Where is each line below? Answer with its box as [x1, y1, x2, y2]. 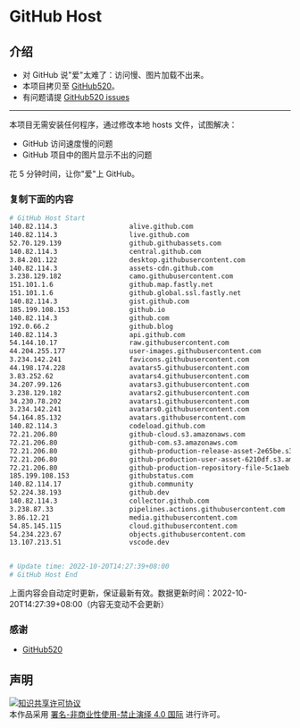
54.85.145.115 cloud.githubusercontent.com [9, 521, 238, 530]
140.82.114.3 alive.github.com [9, 222, 194, 232]
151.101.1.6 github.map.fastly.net [9, 280, 214, 290]
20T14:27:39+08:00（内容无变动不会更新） [9, 599, 169, 610]
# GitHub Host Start [9, 214, 87, 223]
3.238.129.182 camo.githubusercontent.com [9, 272, 234, 281]
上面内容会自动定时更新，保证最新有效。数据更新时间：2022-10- [9, 588, 247, 598]
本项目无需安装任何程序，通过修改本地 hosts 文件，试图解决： [9, 119, 237, 130]
